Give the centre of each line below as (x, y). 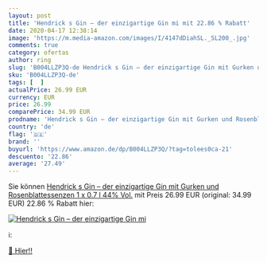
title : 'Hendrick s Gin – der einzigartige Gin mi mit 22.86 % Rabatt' (129, 23)
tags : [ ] (26, 82)
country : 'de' (32, 127)
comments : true (33, 45)
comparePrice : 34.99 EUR (49, 112)
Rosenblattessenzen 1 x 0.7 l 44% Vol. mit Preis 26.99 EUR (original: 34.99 (130, 195)
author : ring (30, 61)
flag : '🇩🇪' (28, 134)
